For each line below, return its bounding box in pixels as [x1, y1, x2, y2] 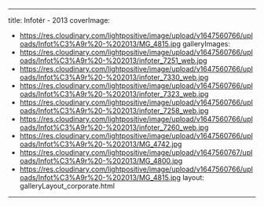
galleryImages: [181, 39, 230, 48]
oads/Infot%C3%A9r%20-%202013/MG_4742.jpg [19, 139, 182, 149]
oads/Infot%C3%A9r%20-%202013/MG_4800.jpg [19, 156, 183, 165]
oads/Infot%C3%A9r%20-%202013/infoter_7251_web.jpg [19, 56, 207, 65]
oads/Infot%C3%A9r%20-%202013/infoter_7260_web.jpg [19, 123, 209, 132]
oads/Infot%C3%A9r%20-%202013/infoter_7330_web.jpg [19, 72, 209, 82]
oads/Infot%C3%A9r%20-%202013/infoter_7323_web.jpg [19, 90, 209, 98]
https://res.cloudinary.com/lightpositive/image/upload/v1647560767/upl [19, 148, 253, 157]
